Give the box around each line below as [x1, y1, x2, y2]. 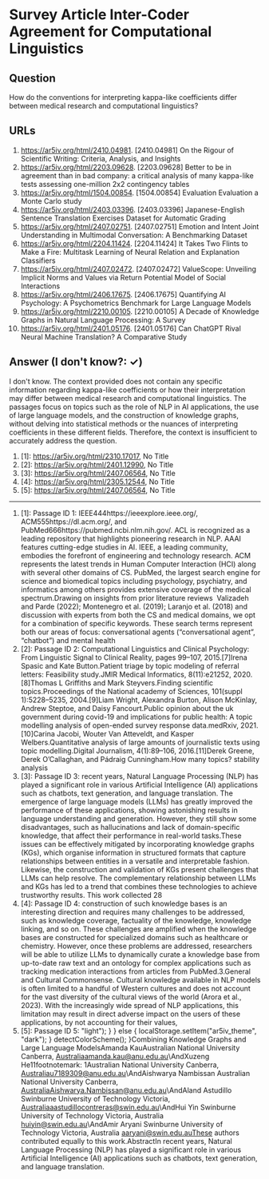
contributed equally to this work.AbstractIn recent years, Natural [20, 1136, 232, 1145]
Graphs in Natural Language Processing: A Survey [20, 315, 186, 324]
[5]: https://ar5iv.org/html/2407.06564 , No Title [20, 485, 176, 494]
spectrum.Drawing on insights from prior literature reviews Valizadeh [20, 593, 250, 602]
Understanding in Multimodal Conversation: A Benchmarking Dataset [20, 230, 248, 240]
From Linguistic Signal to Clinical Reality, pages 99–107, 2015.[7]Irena [20, 653, 248, 662]
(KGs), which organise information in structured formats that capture [20, 848, 247, 857]
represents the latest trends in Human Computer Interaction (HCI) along [20, 559, 256, 569]
